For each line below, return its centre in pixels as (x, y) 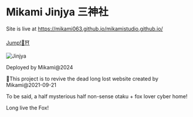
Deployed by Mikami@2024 (40, 67)
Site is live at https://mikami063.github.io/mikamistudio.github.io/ (84, 29)
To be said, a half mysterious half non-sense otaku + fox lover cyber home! (97, 96)
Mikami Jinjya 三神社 (57, 12)
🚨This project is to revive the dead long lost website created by (82, 78)
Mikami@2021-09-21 (31, 85)
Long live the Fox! (27, 108)
